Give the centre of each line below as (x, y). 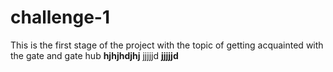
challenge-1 (60, 17)
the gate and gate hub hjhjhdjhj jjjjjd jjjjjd (94, 55)
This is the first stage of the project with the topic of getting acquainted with (167, 45)
